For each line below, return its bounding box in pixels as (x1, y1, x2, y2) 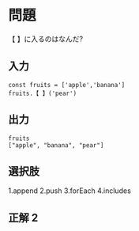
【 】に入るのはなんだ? (8, 34, 84, 44)
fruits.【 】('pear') (8, 89, 77, 97)
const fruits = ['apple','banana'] (8, 81, 126, 89)
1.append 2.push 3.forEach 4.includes (8, 186, 132, 195)
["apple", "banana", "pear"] (8, 141, 104, 150)
